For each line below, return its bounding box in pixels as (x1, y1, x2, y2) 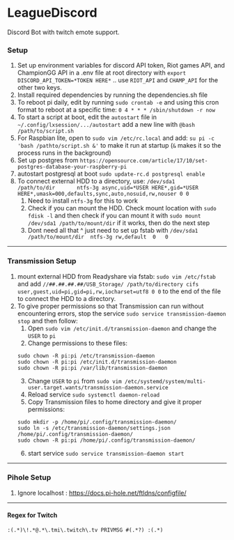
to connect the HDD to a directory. (17, 294, 116, 302)
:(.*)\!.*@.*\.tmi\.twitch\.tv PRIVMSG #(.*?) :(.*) (7, 527, 164, 534)
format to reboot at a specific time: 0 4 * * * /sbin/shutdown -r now (17, 106, 216, 114)
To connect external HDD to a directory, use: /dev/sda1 (17, 177, 175, 185)
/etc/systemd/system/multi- (124, 378, 206, 385)
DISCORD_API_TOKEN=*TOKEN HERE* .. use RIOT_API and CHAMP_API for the (17, 76, 218, 84)
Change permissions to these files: (27, 339, 127, 347)
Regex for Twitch (7, 511, 58, 520)
